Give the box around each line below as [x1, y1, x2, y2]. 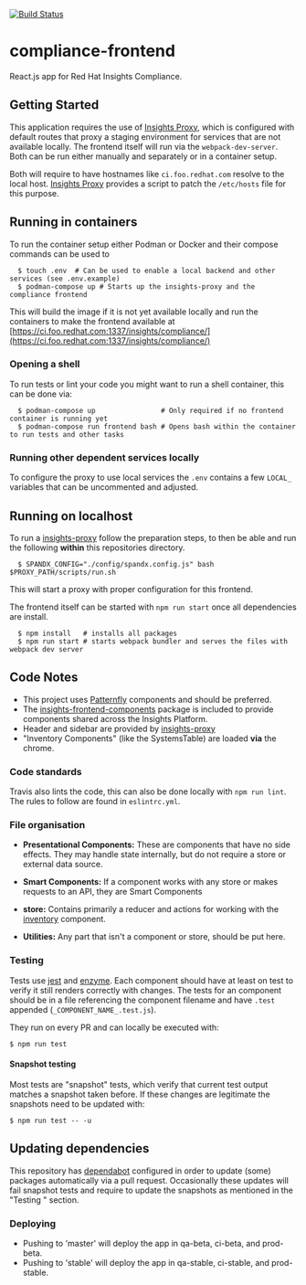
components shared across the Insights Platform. [22, 713, 208, 724]
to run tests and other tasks [9, 430, 125, 439]
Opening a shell [9, 357, 80, 370]
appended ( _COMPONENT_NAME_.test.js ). [9, 1004, 157, 1014]
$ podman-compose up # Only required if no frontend [17, 406, 284, 415]
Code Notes [9, 670, 79, 685]
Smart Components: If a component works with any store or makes [22, 876, 279, 887]
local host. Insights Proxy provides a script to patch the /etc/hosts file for [9, 178, 286, 189]
